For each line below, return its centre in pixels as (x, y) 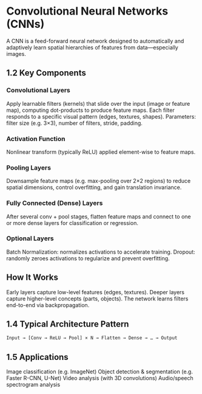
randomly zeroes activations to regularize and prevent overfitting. (88, 258)
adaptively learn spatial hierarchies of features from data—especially (93, 47)
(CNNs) (25, 24)
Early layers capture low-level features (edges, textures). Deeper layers (96, 292)
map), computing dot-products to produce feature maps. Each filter (90, 110)
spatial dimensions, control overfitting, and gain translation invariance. (94, 187)
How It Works (32, 278)
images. (16, 54)
